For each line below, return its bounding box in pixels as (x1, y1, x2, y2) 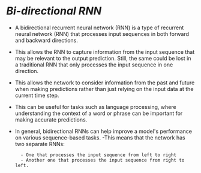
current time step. (14, 92, 59, 99)
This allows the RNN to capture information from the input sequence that (14, 48, 195, 55)
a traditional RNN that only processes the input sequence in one (14, 61, 173, 68)
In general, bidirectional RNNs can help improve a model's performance (14, 128, 192, 135)
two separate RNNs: (14, 140, 65, 147)
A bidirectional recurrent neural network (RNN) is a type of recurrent (14, 24, 184, 31)
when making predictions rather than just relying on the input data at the (14, 85, 194, 92)
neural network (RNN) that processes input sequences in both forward (14, 30, 190, 37)
